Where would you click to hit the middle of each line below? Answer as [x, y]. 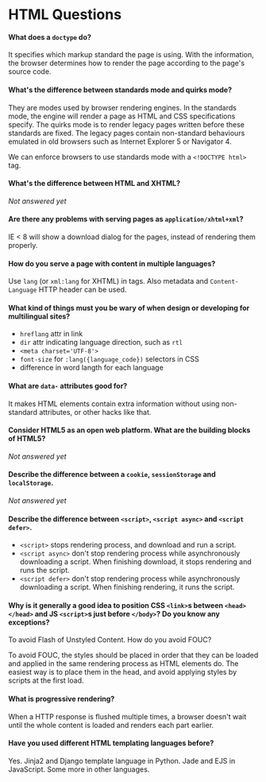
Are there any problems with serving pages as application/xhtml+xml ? [126, 219]
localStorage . [31, 483]
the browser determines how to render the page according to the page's [126, 63]
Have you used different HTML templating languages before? [111, 743]
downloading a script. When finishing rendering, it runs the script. [127, 587]
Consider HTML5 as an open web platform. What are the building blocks [129, 430]
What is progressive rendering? [62, 699]
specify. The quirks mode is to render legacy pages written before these [126, 124]
